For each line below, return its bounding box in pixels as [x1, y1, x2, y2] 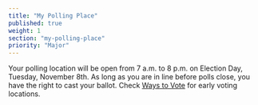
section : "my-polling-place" [8, 34, 105, 42]
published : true [8, 19, 62, 27]
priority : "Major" [8, 42, 69, 50]
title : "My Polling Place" [8, 11, 98, 20]
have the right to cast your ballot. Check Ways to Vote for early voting [8, 81, 238, 91]
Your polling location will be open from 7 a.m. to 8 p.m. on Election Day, [8, 63, 244, 73]
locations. [8, 89, 41, 99]
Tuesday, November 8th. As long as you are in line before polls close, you [8, 72, 250, 82]
